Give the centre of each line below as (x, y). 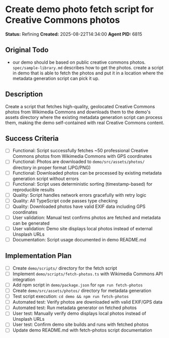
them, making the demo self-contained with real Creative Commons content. (85, 122)
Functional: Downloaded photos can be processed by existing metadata (87, 173)
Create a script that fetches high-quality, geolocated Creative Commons (80, 106)
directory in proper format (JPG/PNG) (51, 167)
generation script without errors (46, 179)
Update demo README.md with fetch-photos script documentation (82, 330)
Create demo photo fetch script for (79, 9)
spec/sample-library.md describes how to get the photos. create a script (88, 67)
